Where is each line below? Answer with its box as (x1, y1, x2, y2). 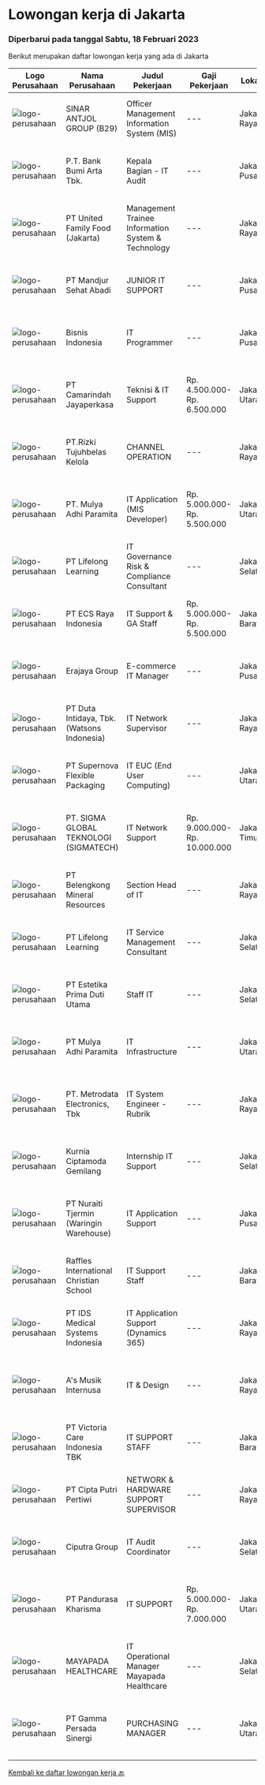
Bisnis (65, 327, 88, 339)
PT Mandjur (65, 275, 109, 286)
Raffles (65, 1255, 92, 1267)
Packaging (65, 780, 106, 791)
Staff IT (125, 989, 154, 1000)
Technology (125, 242, 170, 253)
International (65, 1265, 113, 1276)
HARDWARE (125, 1484, 172, 1495)
